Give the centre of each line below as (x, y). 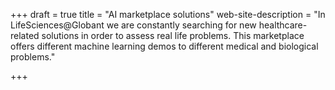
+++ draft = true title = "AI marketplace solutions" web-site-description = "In (168, 14)
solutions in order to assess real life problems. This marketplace (173, 35)
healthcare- (283, 25)
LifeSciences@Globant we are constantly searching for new (133, 25)
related (25, 35)
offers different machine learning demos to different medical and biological (164, 46)
